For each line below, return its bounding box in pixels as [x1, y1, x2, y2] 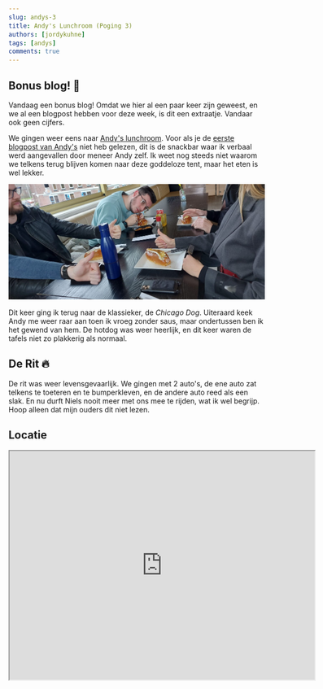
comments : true [8, 47, 60, 56]
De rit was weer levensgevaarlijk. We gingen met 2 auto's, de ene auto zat [8, 378, 257, 388]
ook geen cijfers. [8, 117, 65, 127]
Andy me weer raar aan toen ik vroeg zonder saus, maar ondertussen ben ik [8, 316, 264, 325]
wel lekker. [8, 168, 45, 177]
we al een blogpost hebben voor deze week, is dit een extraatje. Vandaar [8, 108, 253, 118]
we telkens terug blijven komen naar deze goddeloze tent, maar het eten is [8, 159, 259, 168]
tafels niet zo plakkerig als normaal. [8, 334, 128, 343]
